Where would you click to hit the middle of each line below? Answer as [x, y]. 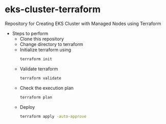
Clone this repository [42, 39]
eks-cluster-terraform [53, 9]
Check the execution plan [47, 88]
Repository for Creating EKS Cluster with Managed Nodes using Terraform [83, 23]
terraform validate [41, 78]
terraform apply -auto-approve [53, 116]
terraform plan [36, 97]
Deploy [27, 107]
